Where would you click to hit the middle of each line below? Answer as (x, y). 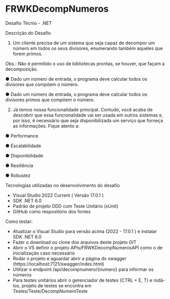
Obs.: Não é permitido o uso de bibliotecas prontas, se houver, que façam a (85, 63)
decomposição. (22, 69)
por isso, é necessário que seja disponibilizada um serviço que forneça (88, 120)
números (22, 274)
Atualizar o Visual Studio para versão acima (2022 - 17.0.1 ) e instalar (85, 231)
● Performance (22, 135)
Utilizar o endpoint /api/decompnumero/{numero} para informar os (83, 269)
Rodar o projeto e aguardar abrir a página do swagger (69, 258)
